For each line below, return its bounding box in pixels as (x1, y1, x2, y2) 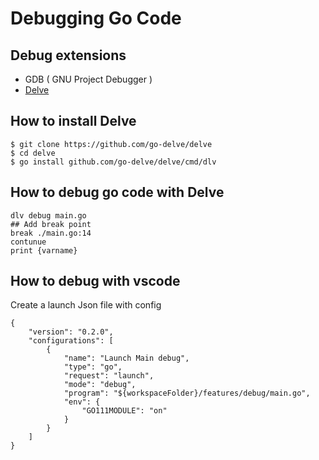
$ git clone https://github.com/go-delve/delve (10, 139, 213, 149)
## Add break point (10, 219, 92, 229)
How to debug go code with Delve (10, 184, 225, 201)
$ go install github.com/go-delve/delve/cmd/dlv (10, 157, 217, 167)
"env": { (63, 397, 101, 407)
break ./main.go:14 (10, 228, 92, 238)
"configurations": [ (28, 336, 114, 346)
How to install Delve (10, 113, 137, 130)
